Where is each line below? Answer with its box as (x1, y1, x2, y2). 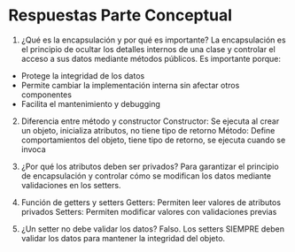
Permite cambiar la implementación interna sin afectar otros (20, 80, 240, 90)
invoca (20, 143, 46, 155)
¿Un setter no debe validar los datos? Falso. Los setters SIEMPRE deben (20, 223, 285, 234)
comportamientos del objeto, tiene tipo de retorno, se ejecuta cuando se (20, 134, 286, 145)
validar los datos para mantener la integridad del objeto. (20, 233, 226, 243)
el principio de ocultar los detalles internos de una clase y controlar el (20, 43, 276, 54)
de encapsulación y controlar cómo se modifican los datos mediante (20, 170, 272, 181)
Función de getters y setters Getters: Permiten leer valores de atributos (20, 196, 281, 208)
